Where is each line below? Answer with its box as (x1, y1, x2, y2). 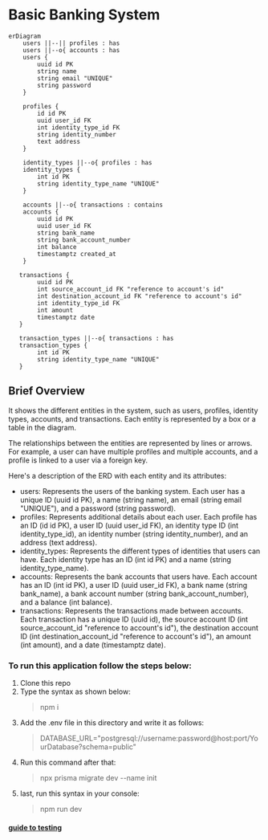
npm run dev (39, 805, 83, 814)
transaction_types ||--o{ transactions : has (18, 334, 174, 342)
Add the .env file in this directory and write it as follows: (19, 718, 205, 728)
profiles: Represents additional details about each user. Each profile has (19, 512, 258, 521)
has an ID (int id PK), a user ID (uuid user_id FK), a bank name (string (19, 580, 248, 589)
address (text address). (19, 537, 98, 547)
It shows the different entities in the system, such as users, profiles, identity (8, 406, 258, 415)
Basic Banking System (8, 6, 160, 24)
